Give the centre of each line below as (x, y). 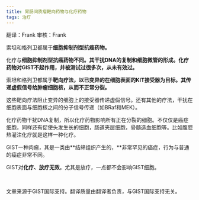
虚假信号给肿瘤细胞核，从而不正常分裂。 (60, 87)
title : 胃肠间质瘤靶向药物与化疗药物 (46, 12)
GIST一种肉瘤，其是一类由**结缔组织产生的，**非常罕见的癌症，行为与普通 (98, 147)
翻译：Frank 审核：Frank (36, 35)
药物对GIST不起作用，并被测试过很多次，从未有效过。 (72, 67)
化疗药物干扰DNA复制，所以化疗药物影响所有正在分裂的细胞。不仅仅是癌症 (97, 120)
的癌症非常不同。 (27, 154)
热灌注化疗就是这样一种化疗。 (42, 134)
